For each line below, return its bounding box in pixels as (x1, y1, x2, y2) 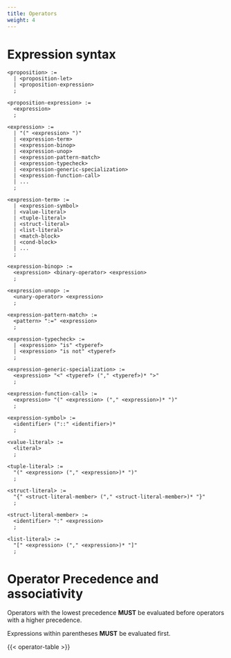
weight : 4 (7, 17, 36, 24)
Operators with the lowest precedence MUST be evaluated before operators (7, 609, 225, 617)
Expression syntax (7, 46, 116, 62)
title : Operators (7, 10, 57, 17)
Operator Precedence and (7, 571, 159, 587)
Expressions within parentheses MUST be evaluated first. (7, 630, 171, 638)
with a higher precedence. (7, 616, 82, 624)
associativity (7, 586, 84, 601)
